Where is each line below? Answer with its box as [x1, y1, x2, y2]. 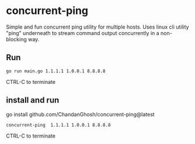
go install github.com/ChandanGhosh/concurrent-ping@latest [6, 111, 155, 118]
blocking [6, 36, 27, 43]
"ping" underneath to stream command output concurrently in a [6, 29, 159, 36]
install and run [6, 95, 60, 106]
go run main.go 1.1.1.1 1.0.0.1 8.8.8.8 [6, 68, 106, 74]
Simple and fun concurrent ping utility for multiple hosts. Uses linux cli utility [6, 23, 189, 30]
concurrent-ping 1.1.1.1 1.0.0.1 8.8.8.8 [6, 122, 111, 128]
